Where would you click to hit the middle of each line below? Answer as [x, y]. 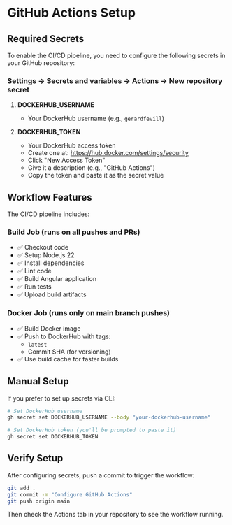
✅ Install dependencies [51, 263]
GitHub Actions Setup [72, 13]
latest [37, 345]
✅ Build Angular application [57, 279]
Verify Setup [35, 458]
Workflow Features [50, 197]
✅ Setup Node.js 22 [46, 255]
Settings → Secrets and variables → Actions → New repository [115, 80]
